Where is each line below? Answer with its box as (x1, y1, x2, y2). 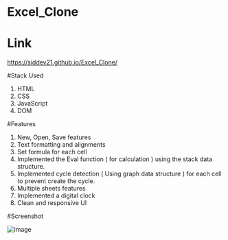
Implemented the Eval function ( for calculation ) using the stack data (16, 155, 213, 163)
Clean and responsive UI (16, 199, 87, 207)
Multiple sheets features (16, 184, 86, 193)
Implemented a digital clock (16, 191, 95, 200)
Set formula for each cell (16, 148, 87, 156)
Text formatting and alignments (16, 141, 106, 149)
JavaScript (16, 99, 48, 108)
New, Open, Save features (16, 133, 91, 141)
